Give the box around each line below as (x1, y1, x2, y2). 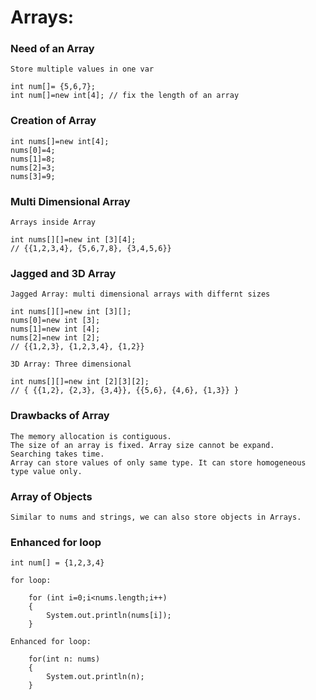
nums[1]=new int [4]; (10, 324, 101, 335)
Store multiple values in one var (10, 64, 155, 75)
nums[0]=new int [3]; (10, 316, 101, 326)
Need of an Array (10, 42, 95, 56)
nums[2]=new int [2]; (10, 333, 101, 343)
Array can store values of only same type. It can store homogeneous (10, 457, 307, 468)
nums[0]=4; (10, 145, 56, 155)
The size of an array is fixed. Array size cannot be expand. (10, 440, 275, 450)
